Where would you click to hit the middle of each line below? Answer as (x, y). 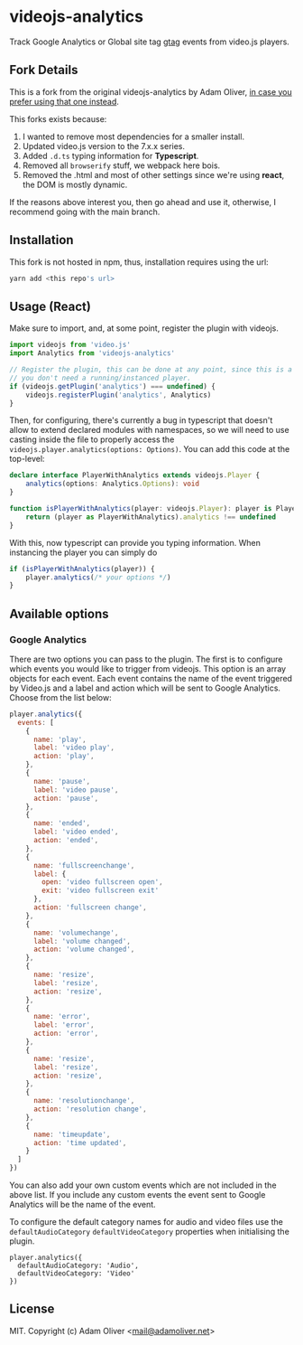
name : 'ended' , (62, 823)
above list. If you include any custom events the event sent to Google (138, 1195)
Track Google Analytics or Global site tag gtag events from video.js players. (150, 42)
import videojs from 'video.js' (70, 345)
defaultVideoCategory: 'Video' (76, 1274)
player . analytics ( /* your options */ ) (98, 577)
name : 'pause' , (62, 781)
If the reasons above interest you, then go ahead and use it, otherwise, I (143, 202)
